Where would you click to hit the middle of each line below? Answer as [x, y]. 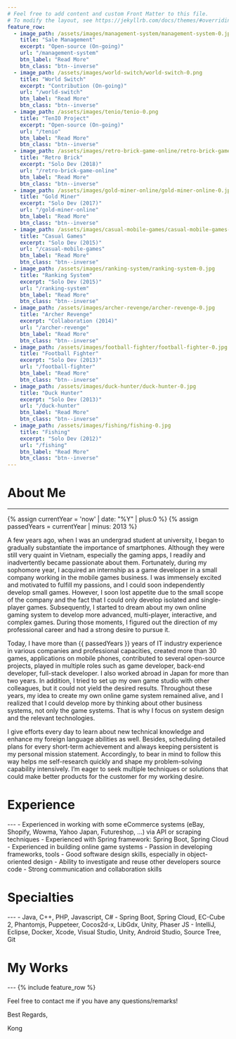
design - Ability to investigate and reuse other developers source [127, 861]
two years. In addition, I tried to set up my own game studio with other [109, 681]
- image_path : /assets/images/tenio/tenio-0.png [86, 112]
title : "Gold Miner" [50, 197]
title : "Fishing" [45, 432]
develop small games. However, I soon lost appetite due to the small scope [115, 593]
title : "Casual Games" [53, 236]
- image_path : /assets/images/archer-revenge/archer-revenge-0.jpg [114, 308]
